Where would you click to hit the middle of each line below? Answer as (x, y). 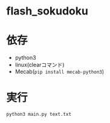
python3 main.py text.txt (39, 115)
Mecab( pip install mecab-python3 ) (60, 72)
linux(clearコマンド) (40, 65)
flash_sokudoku (47, 11)
